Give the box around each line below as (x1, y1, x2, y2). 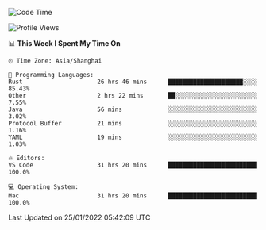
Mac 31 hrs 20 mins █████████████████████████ (8, 192, 258, 200)
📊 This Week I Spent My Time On (8, 39, 121, 48)
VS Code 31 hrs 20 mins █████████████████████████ (8, 161, 258, 169)
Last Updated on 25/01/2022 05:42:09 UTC (8, 213, 151, 222)
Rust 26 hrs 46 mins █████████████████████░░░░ (8, 78, 258, 86)
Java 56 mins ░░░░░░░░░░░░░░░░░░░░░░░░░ (8, 105, 258, 113)
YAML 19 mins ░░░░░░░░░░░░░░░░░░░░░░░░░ (8, 133, 258, 141)
